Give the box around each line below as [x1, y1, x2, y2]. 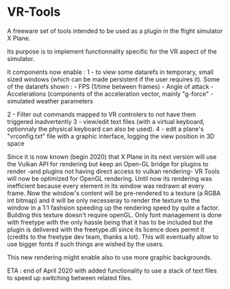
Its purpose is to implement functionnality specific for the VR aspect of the [7, 47, 217, 55]
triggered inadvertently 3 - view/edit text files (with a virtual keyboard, [7, 117, 205, 125]
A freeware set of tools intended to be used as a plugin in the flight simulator [7, 27, 223, 35]
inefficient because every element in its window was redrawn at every [7, 181, 205, 190]
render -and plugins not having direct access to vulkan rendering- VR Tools [7, 167, 220, 175]
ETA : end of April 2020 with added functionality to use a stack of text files [7, 266, 217, 275]
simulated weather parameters [7, 97, 94, 105]
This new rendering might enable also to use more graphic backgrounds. [7, 253, 212, 261]
